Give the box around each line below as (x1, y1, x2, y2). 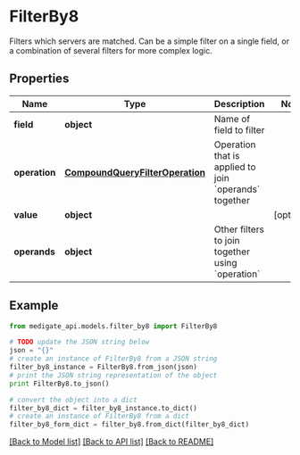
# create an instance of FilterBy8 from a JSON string (9, 354, 218, 363)
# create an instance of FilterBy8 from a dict (9, 412, 190, 421)
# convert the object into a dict (9, 395, 138, 404)
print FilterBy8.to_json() (9, 379, 110, 388)
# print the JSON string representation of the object (9, 370, 218, 380)
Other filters (213, 223, 265, 236)
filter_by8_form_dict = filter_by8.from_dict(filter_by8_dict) (9, 420, 250, 429)
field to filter (213, 123, 265, 136)
